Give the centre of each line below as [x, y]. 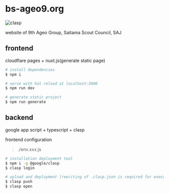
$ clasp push [19, 182]
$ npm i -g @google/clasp [32, 163]
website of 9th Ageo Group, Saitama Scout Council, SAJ [63, 32]
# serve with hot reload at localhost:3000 [52, 84]
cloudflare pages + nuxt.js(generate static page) [55, 60]
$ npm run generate [26, 102]
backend [19, 118]
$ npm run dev [20, 88]
